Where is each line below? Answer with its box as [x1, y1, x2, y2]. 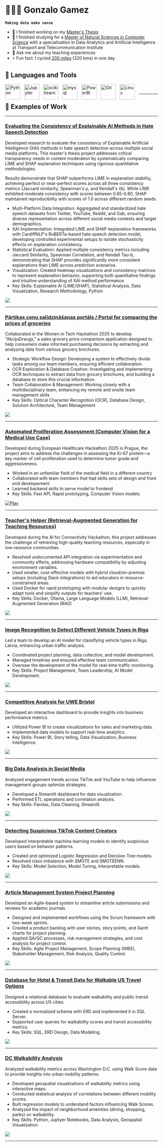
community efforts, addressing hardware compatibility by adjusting [12, 559, 147, 565]
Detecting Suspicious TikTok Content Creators [5, 827, 117, 834]
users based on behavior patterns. [5, 843, 74, 849]
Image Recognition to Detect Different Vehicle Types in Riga [5, 626, 149, 633]
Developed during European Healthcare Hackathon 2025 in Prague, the [5, 445, 148, 451]
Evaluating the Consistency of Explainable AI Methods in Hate [5, 123, 154, 129]
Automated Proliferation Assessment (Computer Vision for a [5, 428, 150, 435]
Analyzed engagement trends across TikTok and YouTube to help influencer [5, 776, 157, 782]
